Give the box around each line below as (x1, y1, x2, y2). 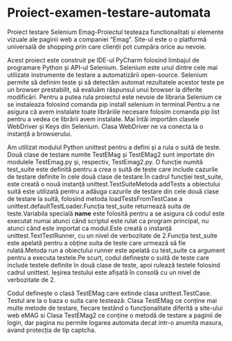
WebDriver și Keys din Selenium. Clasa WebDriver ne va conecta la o (7, 122, 204, 130)
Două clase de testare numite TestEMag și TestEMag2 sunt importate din (7, 150, 215, 159)
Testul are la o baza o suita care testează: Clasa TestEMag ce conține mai (7, 296, 217, 304)
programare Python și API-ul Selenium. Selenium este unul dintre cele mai (7, 63, 218, 71)
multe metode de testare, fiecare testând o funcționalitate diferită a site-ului (7, 304, 223, 312)
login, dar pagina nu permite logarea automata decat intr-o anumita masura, (7, 318, 224, 326)
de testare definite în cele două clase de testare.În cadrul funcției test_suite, (7, 172, 224, 181)
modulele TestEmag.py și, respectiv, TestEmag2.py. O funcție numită (7, 157, 203, 166)
